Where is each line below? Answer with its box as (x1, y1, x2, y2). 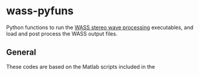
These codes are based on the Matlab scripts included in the (6, 63, 156, 70)
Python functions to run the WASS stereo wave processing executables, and (6, 24, 194, 31)
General (6, 47, 37, 58)
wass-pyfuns (6, 4, 74, 18)
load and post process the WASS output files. (6, 30, 118, 37)
